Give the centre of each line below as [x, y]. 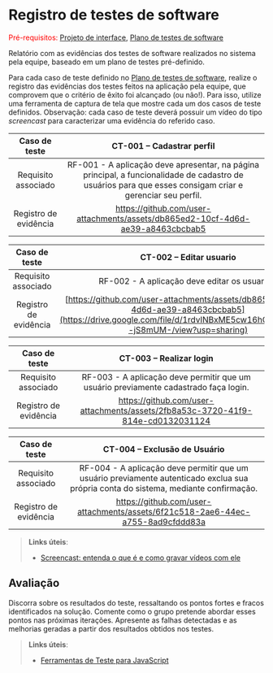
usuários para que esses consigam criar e [163, 185]
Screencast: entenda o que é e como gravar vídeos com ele [141, 558]
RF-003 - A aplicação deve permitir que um [166, 377]
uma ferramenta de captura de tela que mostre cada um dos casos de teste [135, 103]
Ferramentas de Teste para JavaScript [104, 660]
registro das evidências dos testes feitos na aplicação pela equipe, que [127, 86]
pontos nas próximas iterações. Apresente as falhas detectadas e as [123, 620]
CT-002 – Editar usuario [188, 257]
